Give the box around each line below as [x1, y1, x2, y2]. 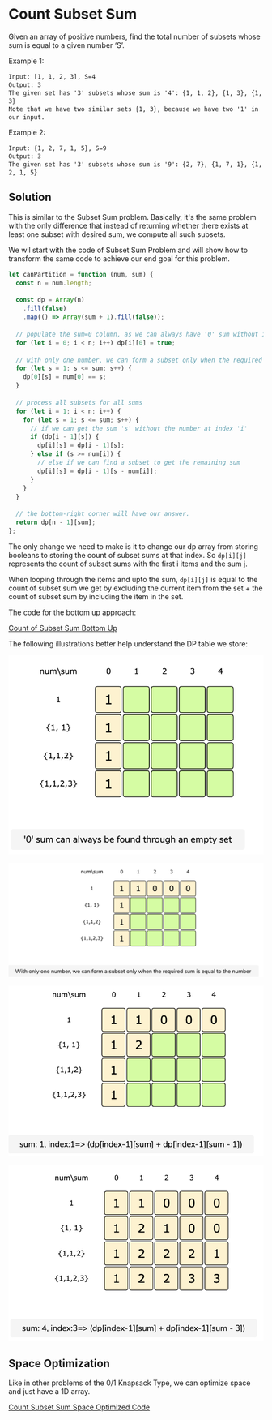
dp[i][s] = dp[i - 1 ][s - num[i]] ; [37, 467, 158, 475]
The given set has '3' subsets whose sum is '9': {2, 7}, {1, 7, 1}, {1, [8, 160, 263, 169]
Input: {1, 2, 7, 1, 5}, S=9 [8, 144, 107, 152]
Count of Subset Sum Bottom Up [8, 623, 117, 633]
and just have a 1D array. [8, 1387, 91, 1396]
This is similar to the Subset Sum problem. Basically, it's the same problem [8, 212, 257, 221]
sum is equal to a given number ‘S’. [8, 40, 125, 49]
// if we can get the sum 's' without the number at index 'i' [29, 424, 249, 432]
